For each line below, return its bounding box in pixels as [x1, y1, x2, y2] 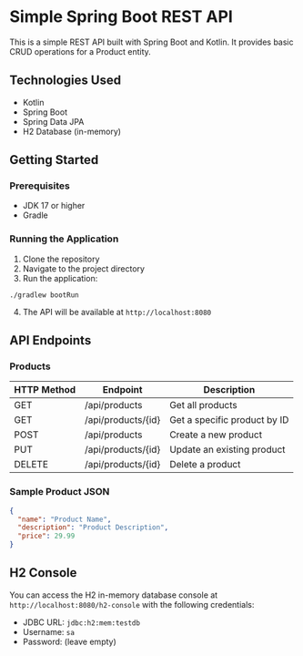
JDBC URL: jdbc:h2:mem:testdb [22, 617, 141, 628]
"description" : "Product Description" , [17, 523, 169, 532]
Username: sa [22, 626, 76, 637]
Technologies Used [9, 73, 121, 88]
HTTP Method [14, 384, 76, 396]
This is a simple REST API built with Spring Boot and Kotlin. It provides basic [9, 36, 294, 47]
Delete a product [169, 458, 241, 471]
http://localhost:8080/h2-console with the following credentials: [9, 599, 255, 610]
